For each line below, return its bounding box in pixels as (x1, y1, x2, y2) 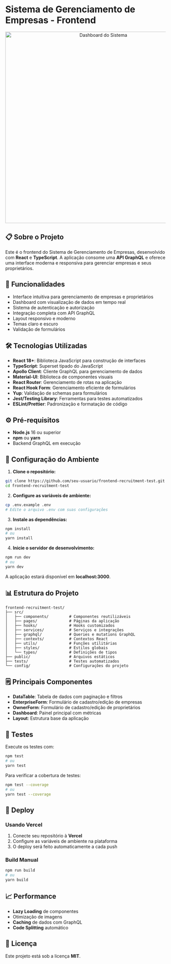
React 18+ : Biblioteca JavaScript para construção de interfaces (12, 357, 146, 364)
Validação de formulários (12, 326, 65, 332)
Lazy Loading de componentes (12, 908, 79, 914)
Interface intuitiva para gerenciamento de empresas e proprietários (12, 294, 154, 300)
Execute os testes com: (5, 744, 54, 750)
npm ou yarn (12, 435, 41, 441)
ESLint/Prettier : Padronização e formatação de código (12, 401, 128, 407)
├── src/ (5, 609, 24, 615)
